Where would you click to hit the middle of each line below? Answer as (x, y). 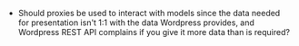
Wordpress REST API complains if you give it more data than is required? (154, 32)
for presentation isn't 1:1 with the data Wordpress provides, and (136, 23)
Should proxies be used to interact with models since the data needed (149, 13)
